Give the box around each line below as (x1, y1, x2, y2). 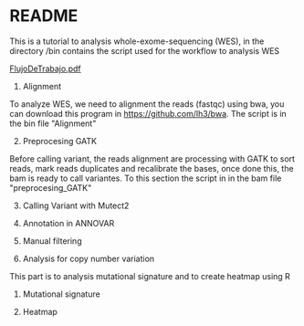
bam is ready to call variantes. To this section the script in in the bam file (9, 173, 282, 184)
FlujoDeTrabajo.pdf (9, 63, 81, 74)
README (9, 5, 79, 26)
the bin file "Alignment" (9, 118, 97, 129)
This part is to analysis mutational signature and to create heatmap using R (9, 270, 290, 281)
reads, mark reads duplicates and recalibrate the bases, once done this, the (9, 163, 294, 174)
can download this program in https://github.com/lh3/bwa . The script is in (9, 108, 288, 119)
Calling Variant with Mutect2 (22, 200, 130, 211)
